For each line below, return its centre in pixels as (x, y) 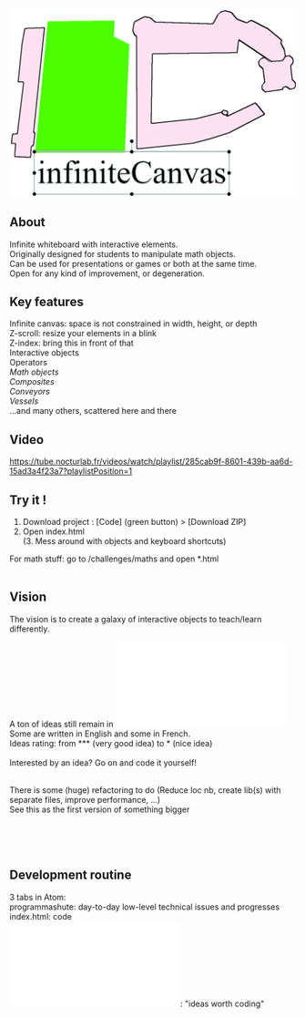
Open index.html (53, 531)
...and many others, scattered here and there (93, 411)
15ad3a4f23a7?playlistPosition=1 (71, 471)
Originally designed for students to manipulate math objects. (123, 253)
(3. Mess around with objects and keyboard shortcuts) (124, 541)
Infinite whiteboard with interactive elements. (94, 244)
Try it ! (28, 500)
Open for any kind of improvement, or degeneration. (107, 273)
